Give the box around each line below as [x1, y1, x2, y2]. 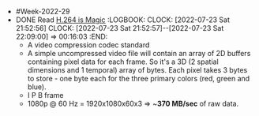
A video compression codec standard [27, 40, 150, 50]
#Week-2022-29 [15, 7, 70, 16]
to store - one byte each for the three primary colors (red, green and [27, 74, 250, 83]
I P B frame [27, 91, 65, 99]
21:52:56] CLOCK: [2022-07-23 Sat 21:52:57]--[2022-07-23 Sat [15, 24, 224, 32]
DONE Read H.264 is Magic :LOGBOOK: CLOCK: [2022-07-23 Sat [15, 15, 231, 24]
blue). [27, 82, 47, 92]
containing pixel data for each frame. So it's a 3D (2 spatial [27, 57, 219, 66]
